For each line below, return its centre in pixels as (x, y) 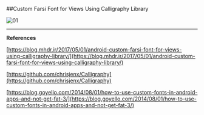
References (21, 38)
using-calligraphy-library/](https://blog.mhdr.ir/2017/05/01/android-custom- (101, 56)
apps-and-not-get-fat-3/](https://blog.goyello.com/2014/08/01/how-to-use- (102, 99)
